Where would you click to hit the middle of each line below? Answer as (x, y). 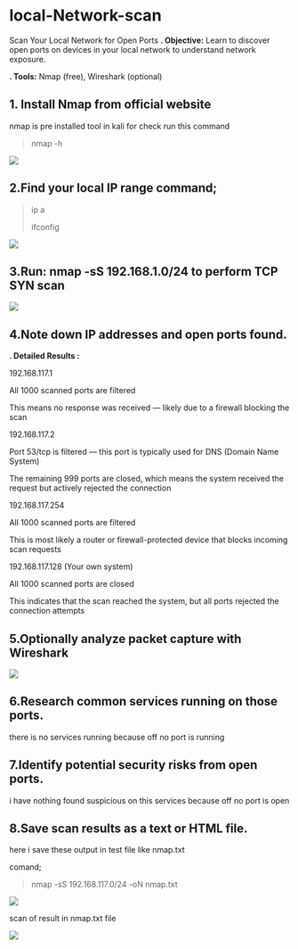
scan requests (36, 549)
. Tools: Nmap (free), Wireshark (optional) (86, 76)
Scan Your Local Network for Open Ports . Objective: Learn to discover (140, 40)
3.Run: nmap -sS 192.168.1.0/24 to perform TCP (144, 272)
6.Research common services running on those (144, 701)
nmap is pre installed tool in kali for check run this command (120, 126)
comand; (25, 867)
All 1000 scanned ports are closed (72, 584)
